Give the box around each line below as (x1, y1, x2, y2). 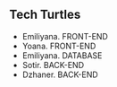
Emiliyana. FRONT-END (21, 30, 109, 41)
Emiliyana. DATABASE (21, 49, 103, 61)
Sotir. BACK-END (21, 59, 85, 70)
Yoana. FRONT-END (21, 40, 96, 51)
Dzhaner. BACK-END (21, 69, 98, 80)
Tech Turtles (9, 7, 81, 22)
